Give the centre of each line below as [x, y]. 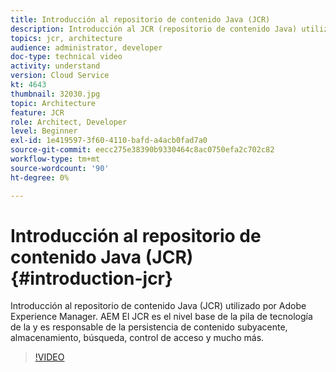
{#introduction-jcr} [92, 278]
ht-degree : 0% [40, 177]
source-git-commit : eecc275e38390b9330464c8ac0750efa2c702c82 [142, 150]
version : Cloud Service [60, 76]
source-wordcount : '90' [60, 168]
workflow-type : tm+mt [55, 159]
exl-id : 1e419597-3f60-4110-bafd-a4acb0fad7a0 [109, 141]
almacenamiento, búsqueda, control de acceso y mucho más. [137, 338]
